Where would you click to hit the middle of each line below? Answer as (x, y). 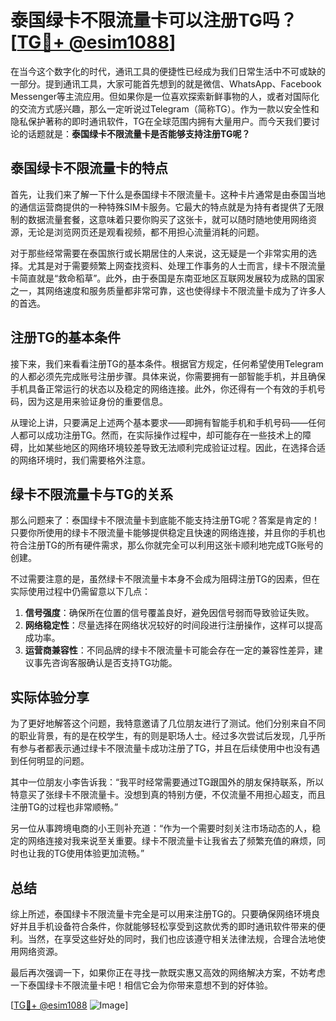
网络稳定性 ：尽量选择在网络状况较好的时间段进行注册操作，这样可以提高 (173, 625)
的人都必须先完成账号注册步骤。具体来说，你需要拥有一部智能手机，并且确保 (168, 376)
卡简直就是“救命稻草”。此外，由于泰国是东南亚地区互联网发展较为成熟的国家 (167, 278)
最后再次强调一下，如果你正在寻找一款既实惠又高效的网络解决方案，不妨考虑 (168, 972)
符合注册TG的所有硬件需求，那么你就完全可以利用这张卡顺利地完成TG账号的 (167, 545)
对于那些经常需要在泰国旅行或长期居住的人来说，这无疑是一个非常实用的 (159, 253)
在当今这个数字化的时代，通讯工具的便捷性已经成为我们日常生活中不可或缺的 (168, 71)
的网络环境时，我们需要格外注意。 (80, 460)
